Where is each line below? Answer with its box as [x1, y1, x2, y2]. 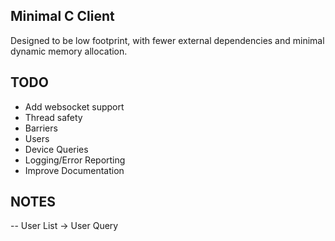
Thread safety [24, 111, 83, 123]
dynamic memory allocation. [10, 45, 128, 57]
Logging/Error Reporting [24, 154, 126, 166]
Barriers [24, 122, 58, 134]
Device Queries [24, 143, 89, 155]
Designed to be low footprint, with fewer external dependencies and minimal [10, 34, 325, 46]
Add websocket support [24, 100, 125, 113]
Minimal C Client [10, 8, 115, 25]
